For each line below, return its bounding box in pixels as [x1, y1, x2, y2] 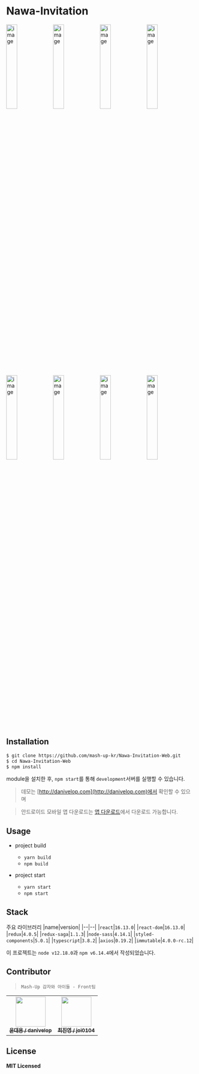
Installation [6, 736, 49, 747]
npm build [23, 861, 49, 867]
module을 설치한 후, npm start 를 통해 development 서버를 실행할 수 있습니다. [6, 775, 185, 783]
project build [14, 842, 47, 849]
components [6, 938, 34, 944]
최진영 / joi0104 [58, 1027, 95, 1034]
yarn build [23, 855, 52, 861]
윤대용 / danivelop [9, 1027, 52, 1034]
